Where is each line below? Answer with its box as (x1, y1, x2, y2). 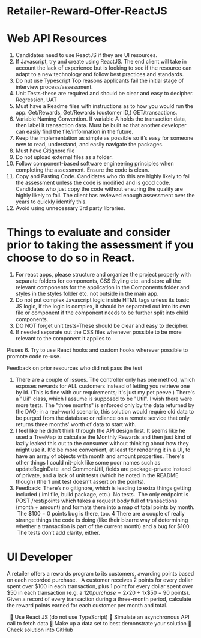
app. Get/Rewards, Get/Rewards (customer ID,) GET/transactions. (15, 109, 178, 116)
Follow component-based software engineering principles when (15, 160, 174, 167)
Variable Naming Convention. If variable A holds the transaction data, (15, 115, 187, 122)
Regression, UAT (15, 96, 58, 103)
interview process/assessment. (15, 83, 93, 91)
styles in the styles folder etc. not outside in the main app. (15, 290, 159, 298)
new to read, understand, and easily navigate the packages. (15, 141, 164, 148)
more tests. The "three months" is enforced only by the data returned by (15, 402, 194, 409)
